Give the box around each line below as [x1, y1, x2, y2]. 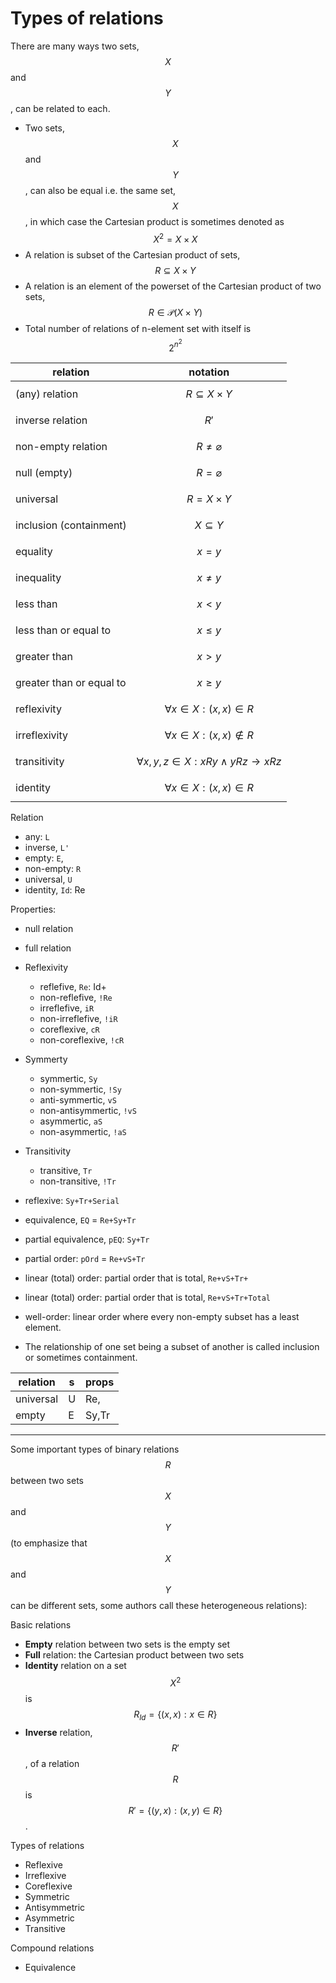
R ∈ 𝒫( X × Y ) [148, 306, 203, 318]
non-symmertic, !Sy [39, 1083, 122, 1096]
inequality [15, 571, 62, 585]
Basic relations [10, 1619, 72, 1631]
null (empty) [15, 466, 73, 480]
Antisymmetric [24, 1901, 86, 1913]
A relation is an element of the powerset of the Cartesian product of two [24, 280, 322, 292]
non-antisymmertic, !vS [39, 1105, 137, 1117]
